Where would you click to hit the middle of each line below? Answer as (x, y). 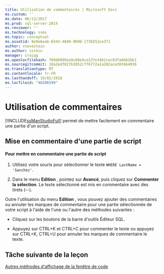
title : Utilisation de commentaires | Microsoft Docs (61, 10)
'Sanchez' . (23, 170)
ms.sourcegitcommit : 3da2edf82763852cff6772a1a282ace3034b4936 (71, 64)
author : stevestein (25, 46)
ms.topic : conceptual (27, 37)
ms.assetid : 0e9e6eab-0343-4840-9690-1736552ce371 (58, 42)
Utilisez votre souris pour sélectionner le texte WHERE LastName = (77, 164)
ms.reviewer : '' (22, 28)
